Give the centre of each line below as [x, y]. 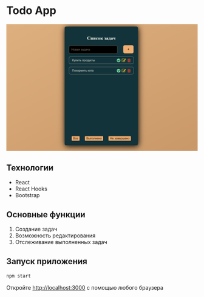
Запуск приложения [47, 261]
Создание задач [36, 229]
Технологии [30, 168]
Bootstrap [27, 195]
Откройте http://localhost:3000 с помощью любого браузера [85, 287]
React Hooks [31, 189]
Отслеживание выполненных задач [61, 242]
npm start [19, 276]
